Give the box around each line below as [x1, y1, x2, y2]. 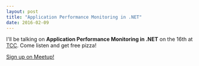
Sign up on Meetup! [6, 54, 55, 61]
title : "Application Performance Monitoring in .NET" [6, 14, 143, 20]
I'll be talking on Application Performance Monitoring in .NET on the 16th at [6, 36, 193, 43]
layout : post [6, 8, 39, 15]
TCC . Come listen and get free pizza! [6, 42, 97, 49]
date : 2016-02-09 [6, 19, 49, 25]
